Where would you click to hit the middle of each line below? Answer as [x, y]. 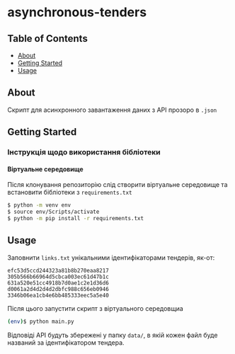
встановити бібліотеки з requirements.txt [70, 193]
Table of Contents [48, 39]
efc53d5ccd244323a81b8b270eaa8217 [58, 270]
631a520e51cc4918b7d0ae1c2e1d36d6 [58, 283]
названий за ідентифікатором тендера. [66, 342]
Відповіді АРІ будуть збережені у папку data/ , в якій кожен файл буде [113, 335]
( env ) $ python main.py [41, 321]
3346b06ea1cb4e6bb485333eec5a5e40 [58, 295]
